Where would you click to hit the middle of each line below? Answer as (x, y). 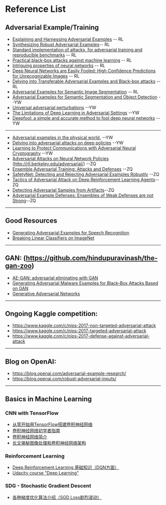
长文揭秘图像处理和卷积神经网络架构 (49, 443)
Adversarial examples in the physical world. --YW (62, 138)
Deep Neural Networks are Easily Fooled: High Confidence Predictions (84, 71)
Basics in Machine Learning (49, 399)
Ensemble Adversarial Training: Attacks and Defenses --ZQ (72, 169)
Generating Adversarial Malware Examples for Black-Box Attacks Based (85, 283)
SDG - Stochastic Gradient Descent (48, 486)
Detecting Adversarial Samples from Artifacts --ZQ (63, 190)
